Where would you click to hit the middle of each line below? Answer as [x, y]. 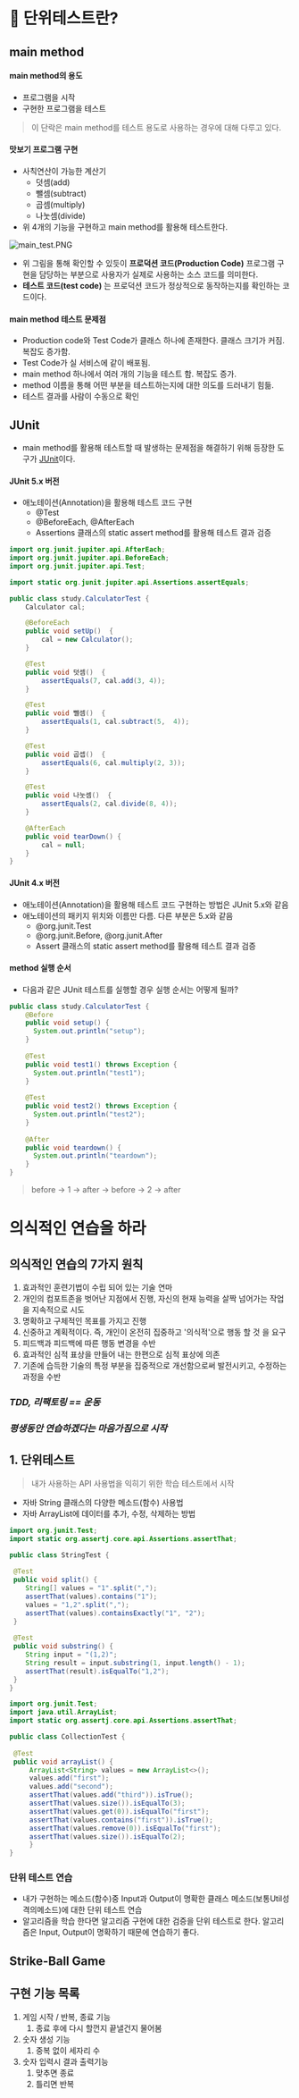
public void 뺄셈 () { [66, 713]
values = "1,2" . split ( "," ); [77, 1605]
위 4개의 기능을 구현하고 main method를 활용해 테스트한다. [125, 227]
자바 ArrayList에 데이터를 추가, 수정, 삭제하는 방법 [109, 1513]
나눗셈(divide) [61, 215]
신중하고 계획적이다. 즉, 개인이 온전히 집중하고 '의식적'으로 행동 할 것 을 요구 [154, 1332]
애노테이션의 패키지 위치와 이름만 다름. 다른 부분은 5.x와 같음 [128, 915]
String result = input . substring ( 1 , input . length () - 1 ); [135, 1663]
